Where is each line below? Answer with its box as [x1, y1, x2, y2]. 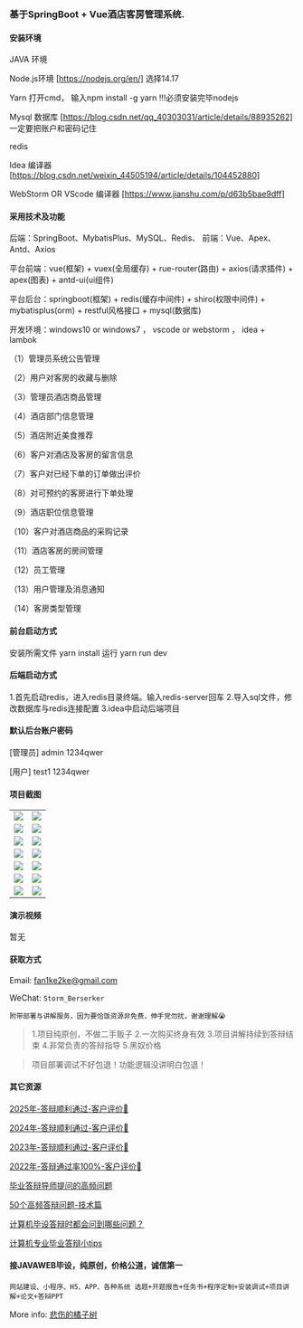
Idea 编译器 [9, 160, 52, 171]
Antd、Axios [9, 244, 56, 255]
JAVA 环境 [9, 54, 48, 65]
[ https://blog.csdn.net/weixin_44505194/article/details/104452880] [9, 170, 260, 181]
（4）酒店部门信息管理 [9, 411, 95, 422]
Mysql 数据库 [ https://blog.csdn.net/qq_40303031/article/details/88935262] [9, 111, 293, 123]
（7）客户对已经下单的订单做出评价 [9, 469, 141, 479]
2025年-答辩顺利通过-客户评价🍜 [9, 1103, 129, 1114]
